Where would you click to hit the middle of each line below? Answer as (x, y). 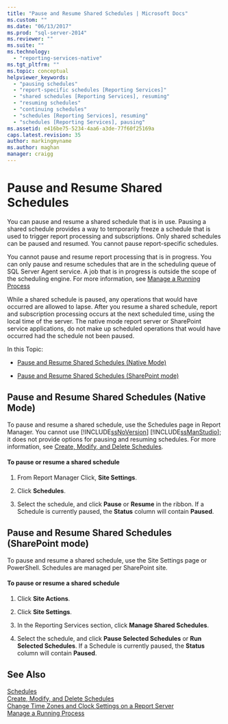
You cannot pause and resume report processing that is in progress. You (110, 257)
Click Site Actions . (43, 598)
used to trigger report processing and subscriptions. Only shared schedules (114, 236)
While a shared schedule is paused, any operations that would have (102, 299)
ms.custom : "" (27, 20)
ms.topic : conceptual (38, 71)
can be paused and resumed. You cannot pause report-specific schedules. (113, 243)
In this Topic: (25, 349)
